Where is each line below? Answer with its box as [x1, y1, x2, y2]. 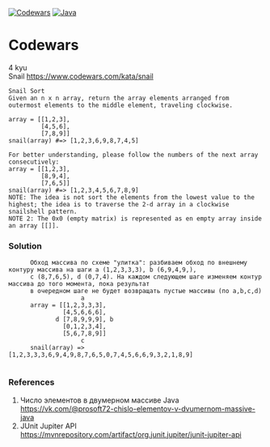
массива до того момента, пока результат [8, 280, 150, 288]
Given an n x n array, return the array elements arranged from [8, 94, 230, 102]
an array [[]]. [8, 221, 60, 230]
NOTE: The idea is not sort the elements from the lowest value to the [8, 193, 255, 202]
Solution [8, 240, 43, 251]
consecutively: [8, 158, 60, 166]
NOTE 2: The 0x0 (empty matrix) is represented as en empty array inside [8, 215, 263, 223]
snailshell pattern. [8, 207, 78, 215]
